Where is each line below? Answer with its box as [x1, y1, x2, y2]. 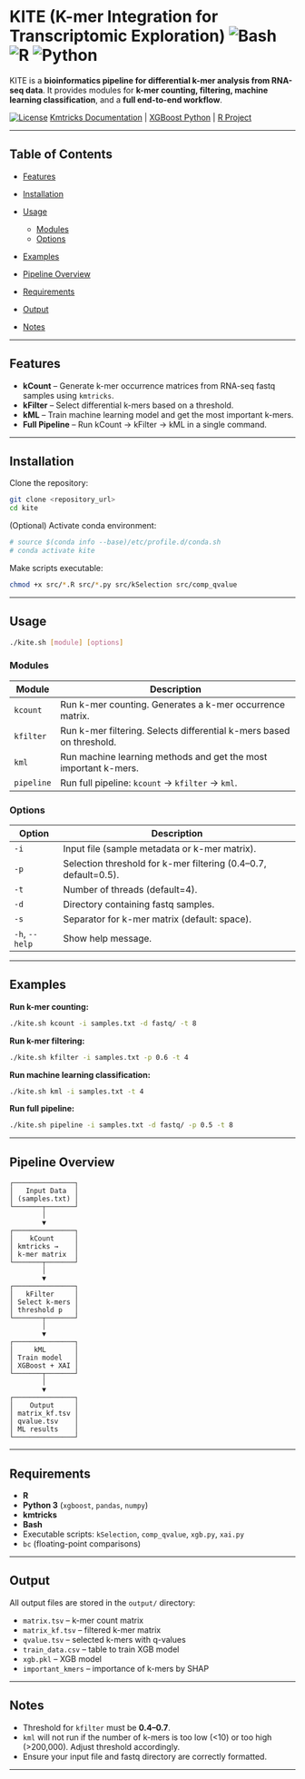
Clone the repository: [9, 478, 89, 489]
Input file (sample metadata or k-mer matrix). [63, 843, 257, 855]
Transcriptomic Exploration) [9, 25, 226, 46]
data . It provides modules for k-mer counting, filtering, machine [25, 84, 269, 95]
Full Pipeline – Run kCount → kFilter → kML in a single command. [22, 419, 268, 430]
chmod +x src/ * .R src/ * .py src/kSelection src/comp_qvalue [9, 579, 238, 589]
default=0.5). [63, 869, 120, 882]
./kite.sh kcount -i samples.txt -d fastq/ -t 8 [9, 1019, 197, 1028]
